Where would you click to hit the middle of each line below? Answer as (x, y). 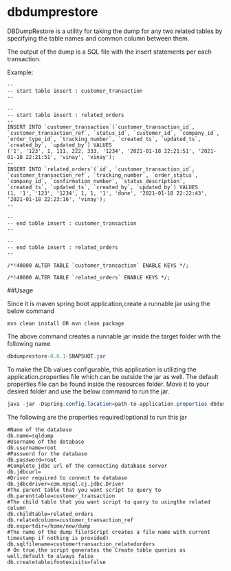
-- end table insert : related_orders (63, 247)
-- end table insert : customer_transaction (72, 223)
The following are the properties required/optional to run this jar (97, 417)
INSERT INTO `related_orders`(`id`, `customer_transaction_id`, (101, 169)
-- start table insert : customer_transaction (75, 91)
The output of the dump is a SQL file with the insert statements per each (109, 52)
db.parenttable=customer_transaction (61, 496)
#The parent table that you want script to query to (84, 490)
